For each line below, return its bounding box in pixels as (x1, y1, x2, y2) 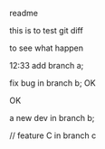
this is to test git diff (9, 25, 83, 35)
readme (9, 8, 39, 18)
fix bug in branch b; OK (9, 78, 97, 88)
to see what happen (9, 42, 84, 53)
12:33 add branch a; (9, 61, 84, 70)
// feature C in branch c (9, 130, 97, 141)
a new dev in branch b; (9, 113, 95, 123)
